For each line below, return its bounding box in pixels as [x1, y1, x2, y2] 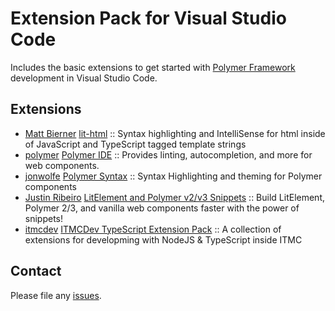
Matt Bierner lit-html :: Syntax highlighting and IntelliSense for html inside [24, 127, 326, 139]
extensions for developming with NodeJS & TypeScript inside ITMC [24, 233, 303, 246]
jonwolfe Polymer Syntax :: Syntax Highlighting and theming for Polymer [24, 170, 323, 182]
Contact [10, 263, 62, 280]
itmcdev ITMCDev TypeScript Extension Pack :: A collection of [24, 223, 282, 235]
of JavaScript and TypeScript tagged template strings [24, 138, 247, 150]
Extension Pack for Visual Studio [10, 7, 287, 30]
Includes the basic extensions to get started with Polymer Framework [10, 61, 296, 73]
